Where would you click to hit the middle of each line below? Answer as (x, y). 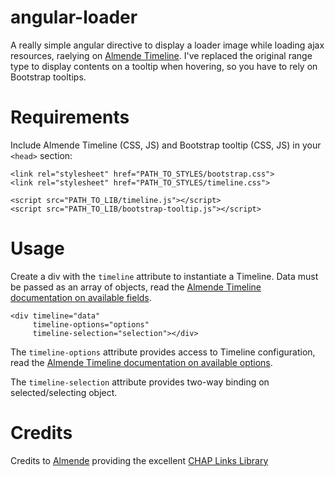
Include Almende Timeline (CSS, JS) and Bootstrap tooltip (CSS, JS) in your (166, 145)
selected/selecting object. (64, 392)
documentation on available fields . (81, 297)
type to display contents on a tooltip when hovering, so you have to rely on (164, 66)
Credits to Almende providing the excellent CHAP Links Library (139, 460)
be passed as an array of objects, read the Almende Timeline (136, 287)
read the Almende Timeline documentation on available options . (141, 362)
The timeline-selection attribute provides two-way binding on (140, 382)
